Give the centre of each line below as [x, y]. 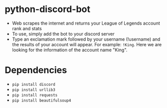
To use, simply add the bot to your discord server [63, 34]
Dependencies [36, 70]
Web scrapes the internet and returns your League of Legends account [86, 23]
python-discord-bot [48, 9]
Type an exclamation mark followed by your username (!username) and [86, 39]
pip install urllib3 [34, 90]
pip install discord [34, 84]
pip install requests [35, 95]
